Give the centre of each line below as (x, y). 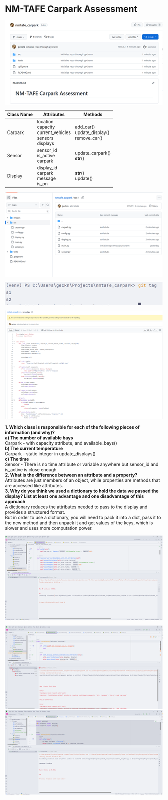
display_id (47, 168)
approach (15, 502)
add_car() (85, 127)
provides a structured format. (35, 512)
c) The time (17, 459)
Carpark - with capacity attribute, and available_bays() (61, 443)
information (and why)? (30, 433)
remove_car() (89, 138)
